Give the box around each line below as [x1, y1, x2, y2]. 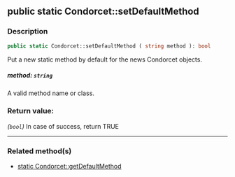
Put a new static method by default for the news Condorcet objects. [7, 55, 203, 64]
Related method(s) [7, 146, 72, 156]
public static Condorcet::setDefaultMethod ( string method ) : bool [7, 42, 211, 50]
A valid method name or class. [7, 89, 94, 97]
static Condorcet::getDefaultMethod [17, 162, 122, 171]
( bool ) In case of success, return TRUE [7, 122, 119, 130]
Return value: [7, 106, 55, 116]
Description [7, 27, 48, 36]
